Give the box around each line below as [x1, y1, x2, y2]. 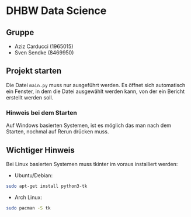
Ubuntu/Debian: [14, 171, 53, 179]
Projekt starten [6, 66, 62, 76]
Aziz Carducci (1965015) [14, 43, 74, 50]
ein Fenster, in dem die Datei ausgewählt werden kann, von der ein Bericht [6, 88, 185, 95]
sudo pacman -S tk [6, 205, 51, 211]
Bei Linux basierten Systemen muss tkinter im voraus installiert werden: [6, 160, 178, 167]
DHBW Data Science [6, 4, 107, 18]
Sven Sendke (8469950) [14, 49, 74, 56]
